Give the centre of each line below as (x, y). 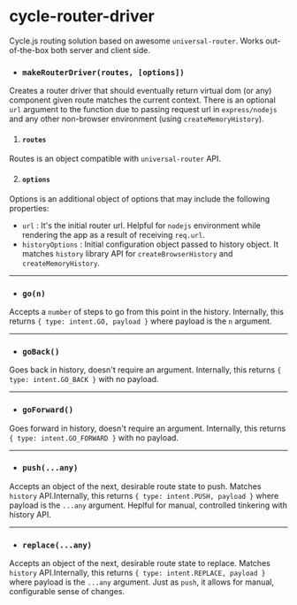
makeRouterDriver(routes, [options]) (103, 72)
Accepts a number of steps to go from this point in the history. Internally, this (147, 311)
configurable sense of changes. (67, 592)
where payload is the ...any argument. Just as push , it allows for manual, (142, 582)
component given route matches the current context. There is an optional (142, 100)
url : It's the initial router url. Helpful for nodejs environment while (141, 225)
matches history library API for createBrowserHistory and (127, 253)
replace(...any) (57, 545)
